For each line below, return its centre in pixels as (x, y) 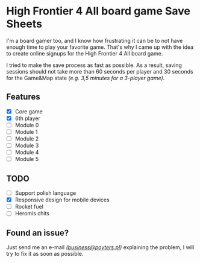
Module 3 (27, 145)
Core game (29, 111)
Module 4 (27, 153)
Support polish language (45, 193)
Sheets (24, 24)
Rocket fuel (29, 207)
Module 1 (26, 131)
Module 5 (27, 159)
